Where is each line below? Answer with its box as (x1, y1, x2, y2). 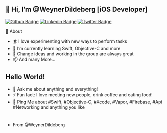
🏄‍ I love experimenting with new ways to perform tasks (12, 38, 127, 44)
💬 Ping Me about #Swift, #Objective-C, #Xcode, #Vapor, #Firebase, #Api (12, 99, 162, 105)
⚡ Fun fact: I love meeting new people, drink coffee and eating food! (12, 91, 153, 98)
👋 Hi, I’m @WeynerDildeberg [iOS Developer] (5, 5, 148, 14)
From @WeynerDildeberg (12, 121, 65, 128)
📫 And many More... (12, 56, 56, 62)
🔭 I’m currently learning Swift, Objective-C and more (12, 45, 121, 51)
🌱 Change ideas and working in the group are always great (12, 51, 134, 57)
